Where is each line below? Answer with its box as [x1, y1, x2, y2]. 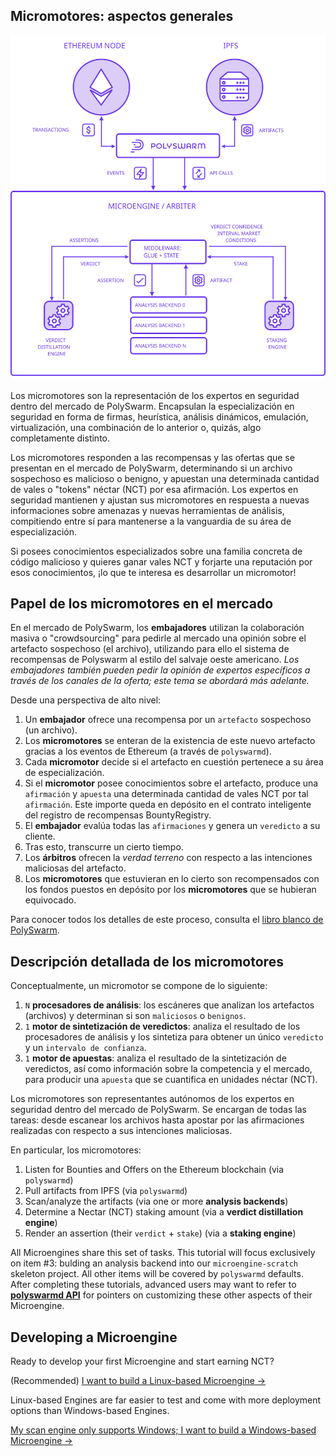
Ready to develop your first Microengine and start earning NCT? [10, 1355, 275, 1368]
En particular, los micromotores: [10, 1144, 142, 1156]
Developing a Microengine [10, 1329, 178, 1346]
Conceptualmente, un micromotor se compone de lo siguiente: [10, 980, 268, 992]
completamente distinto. [10, 432, 110, 444]
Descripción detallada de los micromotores [10, 953, 284, 970]
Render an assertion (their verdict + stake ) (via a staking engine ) [24, 1227, 297, 1239]
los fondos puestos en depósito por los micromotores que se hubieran [24, 884, 317, 896]
